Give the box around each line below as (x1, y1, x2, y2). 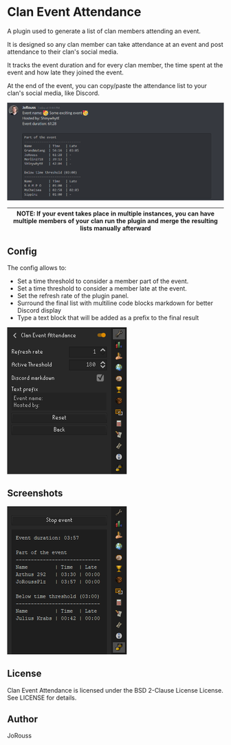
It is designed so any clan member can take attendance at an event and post (7, 40, 223, 48)
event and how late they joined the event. (7, 68, 124, 76)
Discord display (16, 306, 62, 315)
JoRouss (7, 731, 32, 740)
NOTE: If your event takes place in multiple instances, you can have (16, 209, 214, 218)
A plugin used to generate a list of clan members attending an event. (7, 27, 201, 35)
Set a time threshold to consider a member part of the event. (16, 277, 189, 286)
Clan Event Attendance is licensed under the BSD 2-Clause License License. (7, 686, 223, 694)
